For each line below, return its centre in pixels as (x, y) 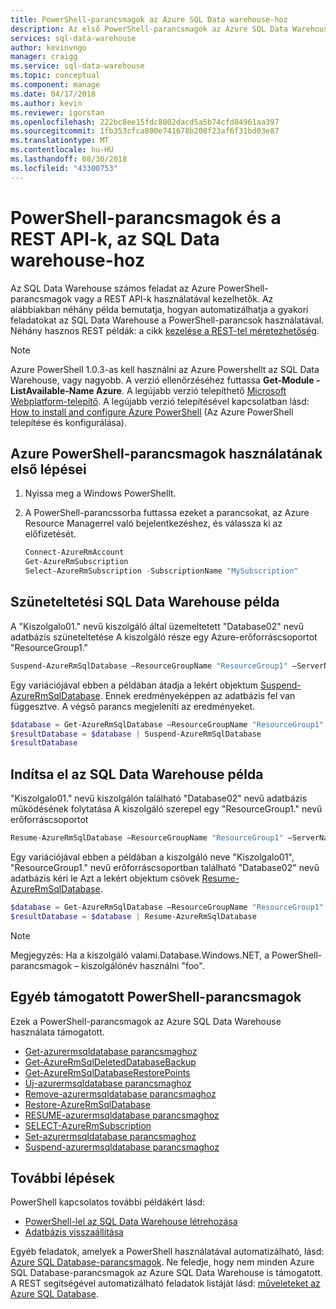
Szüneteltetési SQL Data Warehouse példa (145, 602)
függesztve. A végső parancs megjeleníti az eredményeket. (133, 706)
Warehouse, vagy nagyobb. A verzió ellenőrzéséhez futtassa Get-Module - (165, 380)
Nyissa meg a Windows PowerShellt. (100, 493)
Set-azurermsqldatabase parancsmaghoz (110, 1136)
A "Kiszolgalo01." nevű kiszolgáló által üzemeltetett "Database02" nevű (157, 626)
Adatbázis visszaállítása (74, 1232)
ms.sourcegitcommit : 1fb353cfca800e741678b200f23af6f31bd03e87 (145, 131)
